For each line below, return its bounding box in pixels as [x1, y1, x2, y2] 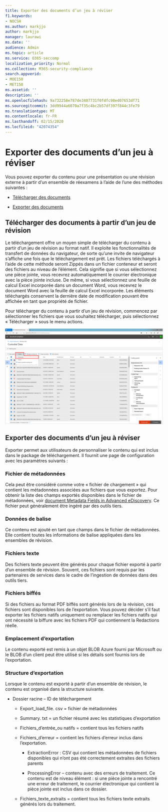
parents [27, 760, 43, 766]
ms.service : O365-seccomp [5, 56, 59, 61]
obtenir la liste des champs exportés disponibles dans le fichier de [5, 492, 141, 498]
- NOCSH [5, 19, 21, 24]
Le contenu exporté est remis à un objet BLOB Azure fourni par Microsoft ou [5, 647, 162, 653]
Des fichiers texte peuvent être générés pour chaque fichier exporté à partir [5, 561, 161, 567]
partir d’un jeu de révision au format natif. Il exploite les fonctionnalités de [5, 245, 156, 251]
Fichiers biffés [5, 589, 41, 596]
